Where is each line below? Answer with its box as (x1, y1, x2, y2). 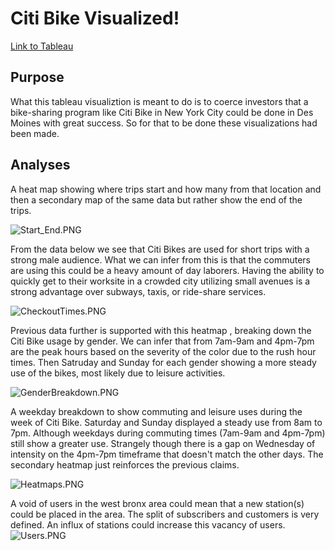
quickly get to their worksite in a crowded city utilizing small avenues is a (10, 275, 311, 287)
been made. (10, 127, 60, 139)
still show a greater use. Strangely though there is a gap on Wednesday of (10, 437, 316, 449)
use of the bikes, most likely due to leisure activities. (10, 367, 226, 379)
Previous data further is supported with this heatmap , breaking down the (10, 324, 312, 336)
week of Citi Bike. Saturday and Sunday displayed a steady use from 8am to (10, 416, 323, 428)
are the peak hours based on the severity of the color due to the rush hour (10, 345, 317, 357)
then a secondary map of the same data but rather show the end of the (10, 193, 303, 206)
